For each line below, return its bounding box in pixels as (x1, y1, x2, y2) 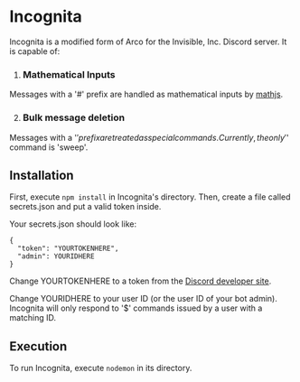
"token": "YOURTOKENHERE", (17, 244, 119, 254)
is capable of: (9, 45, 61, 56)
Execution (9, 339, 68, 354)
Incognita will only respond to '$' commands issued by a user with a (9, 303, 263, 313)
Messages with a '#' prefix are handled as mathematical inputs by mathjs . (9, 89, 284, 100)
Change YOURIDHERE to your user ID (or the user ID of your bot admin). (9, 293, 277, 304)
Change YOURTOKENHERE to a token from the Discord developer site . (9, 275, 272, 286)
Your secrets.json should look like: (9, 219, 137, 229)
